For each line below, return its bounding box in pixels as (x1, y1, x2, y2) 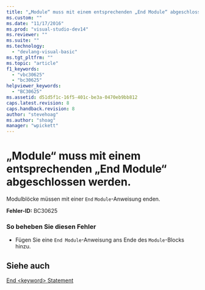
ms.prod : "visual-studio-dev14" (6, 26, 88, 32)
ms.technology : (6, 43, 45, 50)
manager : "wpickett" (6, 123, 59, 129)
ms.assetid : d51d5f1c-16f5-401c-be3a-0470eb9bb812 (6, 94, 138, 100)
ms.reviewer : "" (6, 32, 48, 38)
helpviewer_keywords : (6, 83, 62, 89)
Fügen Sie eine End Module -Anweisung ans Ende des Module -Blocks (15, 236, 185, 244)
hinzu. (15, 243, 31, 250)
